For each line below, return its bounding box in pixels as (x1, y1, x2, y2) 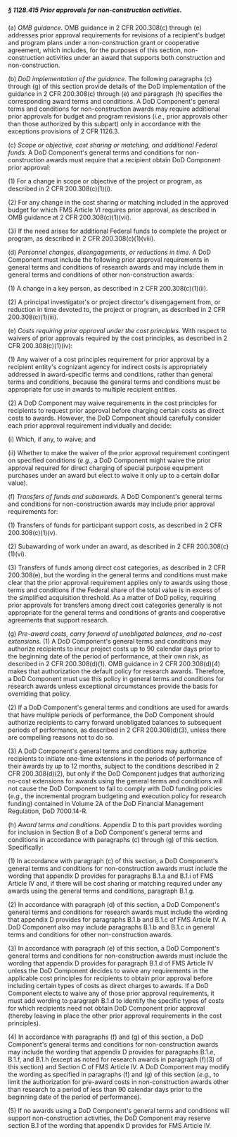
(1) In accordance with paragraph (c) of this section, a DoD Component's (8, 856, 219, 865)
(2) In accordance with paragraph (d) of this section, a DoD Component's (8, 900, 220, 908)
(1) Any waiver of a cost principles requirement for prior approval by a (8, 355, 210, 363)
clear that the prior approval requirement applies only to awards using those (8, 578, 228, 586)
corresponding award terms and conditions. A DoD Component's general (8, 97, 220, 105)
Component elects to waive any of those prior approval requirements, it (8, 989, 214, 997)
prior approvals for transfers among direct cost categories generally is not (8, 601, 222, 609)
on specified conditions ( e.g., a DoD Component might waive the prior (8, 456, 211, 464)
